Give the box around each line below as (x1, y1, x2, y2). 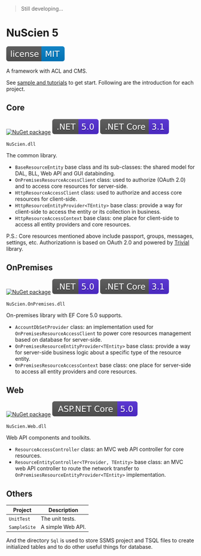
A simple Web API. (41, 524, 86, 531)
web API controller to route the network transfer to (14, 465, 139, 472)
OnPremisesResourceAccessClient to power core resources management (14, 330, 191, 337)
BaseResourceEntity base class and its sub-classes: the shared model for (14, 163, 196, 171)
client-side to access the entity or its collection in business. (14, 208, 162, 215)
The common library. (6, 151, 58, 159)
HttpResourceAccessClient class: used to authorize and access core (14, 189, 182, 196)
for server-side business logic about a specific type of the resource (14, 348, 181, 356)
